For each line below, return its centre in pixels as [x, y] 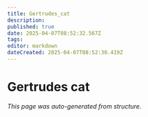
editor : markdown [32, 46]
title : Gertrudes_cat [39, 14]
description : [26, 20]
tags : [15, 40]
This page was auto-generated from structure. [74, 106]
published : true [31, 26]
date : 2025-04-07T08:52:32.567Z [54, 33]
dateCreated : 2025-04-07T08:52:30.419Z [65, 53]
